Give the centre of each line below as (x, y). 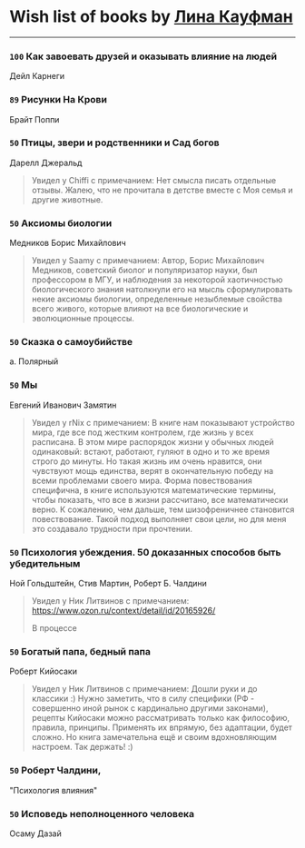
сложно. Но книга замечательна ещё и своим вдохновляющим (154, 737)
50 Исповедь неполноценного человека (102, 813)
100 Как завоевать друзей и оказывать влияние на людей (143, 56)
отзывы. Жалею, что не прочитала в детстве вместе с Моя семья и (162, 190)
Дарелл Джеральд (46, 163)
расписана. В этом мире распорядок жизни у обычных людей (152, 441)
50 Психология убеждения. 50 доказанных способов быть (145, 552)
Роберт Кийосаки (43, 671)
